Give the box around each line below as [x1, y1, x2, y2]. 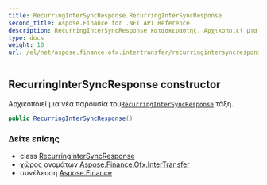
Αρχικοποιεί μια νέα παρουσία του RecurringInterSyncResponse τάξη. [8, 98, 234, 108]
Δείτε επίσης [8, 133, 60, 144]
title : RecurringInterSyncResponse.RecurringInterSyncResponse [8, 11, 222, 20]
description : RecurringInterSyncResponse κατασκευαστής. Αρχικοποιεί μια [8, 26, 258, 34]
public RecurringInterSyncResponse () [8, 114, 133, 122]
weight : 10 [8, 41, 44, 49]
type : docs [8, 33, 44, 42]
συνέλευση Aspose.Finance [19, 168, 113, 177]
